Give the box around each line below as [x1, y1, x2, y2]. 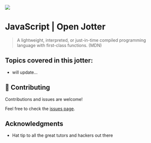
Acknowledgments [5, 119, 64, 128]
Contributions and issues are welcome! [5, 96, 83, 102]
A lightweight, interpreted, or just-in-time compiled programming [16, 37, 146, 43]
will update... [12, 69, 38, 75]
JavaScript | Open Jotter [5, 21, 106, 32]
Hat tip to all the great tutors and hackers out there [12, 132, 113, 138]
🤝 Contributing [5, 83, 50, 92]
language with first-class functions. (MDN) [16, 42, 102, 48]
